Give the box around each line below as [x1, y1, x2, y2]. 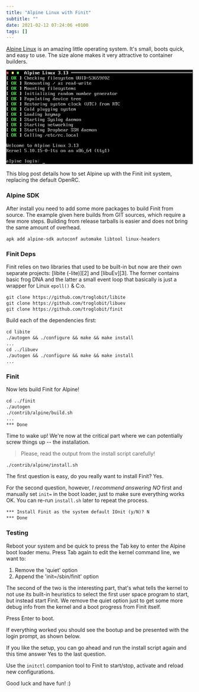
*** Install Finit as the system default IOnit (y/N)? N [6, 509, 150, 515]
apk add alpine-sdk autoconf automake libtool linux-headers [6, 236, 161, 242]
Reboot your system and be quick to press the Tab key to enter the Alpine [6, 542, 186, 549]
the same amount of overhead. [6, 223, 82, 231]
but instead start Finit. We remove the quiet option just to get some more [6, 597, 183, 604]
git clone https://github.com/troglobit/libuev [6, 301, 126, 306]
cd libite [6, 329, 31, 335]
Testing [6, 529, 28, 537]
